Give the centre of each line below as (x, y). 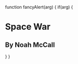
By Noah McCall (30, 45)
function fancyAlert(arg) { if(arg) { (39, 7)
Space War (28, 27)
